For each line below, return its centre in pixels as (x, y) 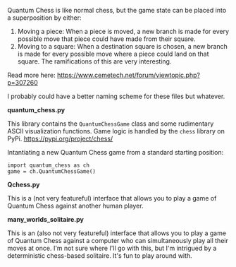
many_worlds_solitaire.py (46, 219)
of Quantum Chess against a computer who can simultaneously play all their (118, 241)
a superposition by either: (44, 18)
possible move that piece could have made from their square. (106, 39)
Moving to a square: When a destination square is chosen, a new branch (122, 46)
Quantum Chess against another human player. (75, 206)
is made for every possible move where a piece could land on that (113, 54)
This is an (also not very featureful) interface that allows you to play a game (117, 233)
